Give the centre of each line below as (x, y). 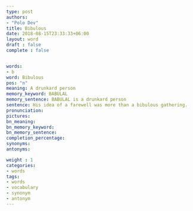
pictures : (18, 116)
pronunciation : (25, 111)
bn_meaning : (21, 122)
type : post (20, 12)
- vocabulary (22, 188)
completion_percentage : (36, 138)
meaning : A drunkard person (41, 89)
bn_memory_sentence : (32, 133)
